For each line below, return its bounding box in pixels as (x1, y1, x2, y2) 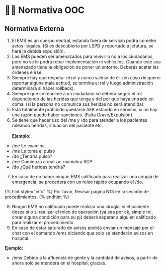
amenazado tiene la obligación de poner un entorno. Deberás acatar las (11, 64, 159, 70)
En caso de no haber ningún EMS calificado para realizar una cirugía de (11, 174, 159, 179)
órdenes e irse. (11, 69, 43, 75)
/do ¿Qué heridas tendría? (11, 164, 66, 170)
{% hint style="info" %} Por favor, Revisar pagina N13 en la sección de (4, 189, 149, 194)
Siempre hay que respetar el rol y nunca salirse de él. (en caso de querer (11, 75, 162, 80)
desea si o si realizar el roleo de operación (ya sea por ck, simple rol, (11, 209, 153, 215)
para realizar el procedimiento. (11, 220, 75, 225)
